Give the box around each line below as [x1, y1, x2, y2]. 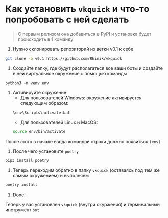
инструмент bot [5, 207, 40, 213]
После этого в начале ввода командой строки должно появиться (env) [5, 138, 161, 144]
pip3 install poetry [5, 158, 50, 163]
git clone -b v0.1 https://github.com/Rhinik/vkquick [5, 56, 123, 61]
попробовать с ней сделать [5, 14, 129, 25]
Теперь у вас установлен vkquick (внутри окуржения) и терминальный [5, 202, 160, 208]
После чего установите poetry [12, 148, 79, 154]
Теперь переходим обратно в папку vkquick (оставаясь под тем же [12, 167, 160, 173]
